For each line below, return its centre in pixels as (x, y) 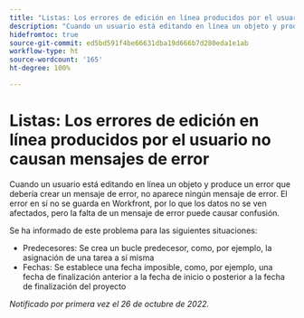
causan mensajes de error (109, 159)
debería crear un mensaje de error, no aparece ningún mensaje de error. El (148, 193)
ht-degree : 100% (40, 69)
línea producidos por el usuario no (140, 140)
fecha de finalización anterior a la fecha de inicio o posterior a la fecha (153, 276)
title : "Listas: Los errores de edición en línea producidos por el (141, 18)
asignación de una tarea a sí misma (88, 257)
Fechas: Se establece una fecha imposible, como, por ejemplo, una (147, 267)
